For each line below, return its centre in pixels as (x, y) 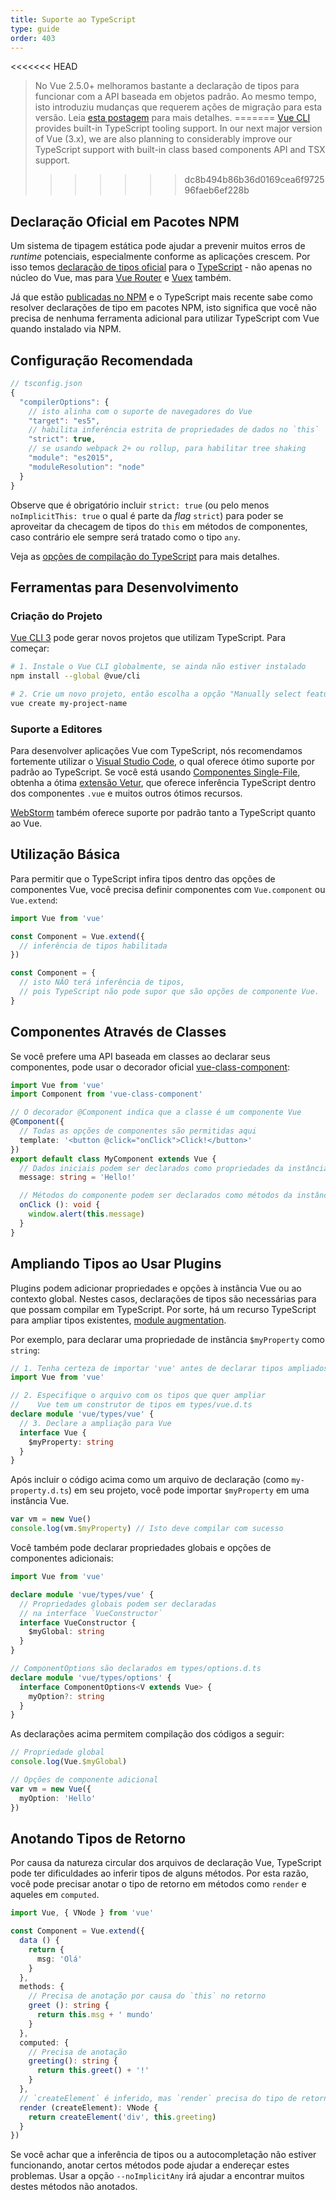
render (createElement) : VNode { (89, 2107)
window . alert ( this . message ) (86, 1214)
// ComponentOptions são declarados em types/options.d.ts (136, 1669)
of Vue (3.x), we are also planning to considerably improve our (163, 139)
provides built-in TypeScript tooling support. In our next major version (178, 128)
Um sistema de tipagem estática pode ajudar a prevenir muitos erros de (158, 246)
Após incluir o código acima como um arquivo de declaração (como (150, 1480)
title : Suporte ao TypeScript (73, 19)
